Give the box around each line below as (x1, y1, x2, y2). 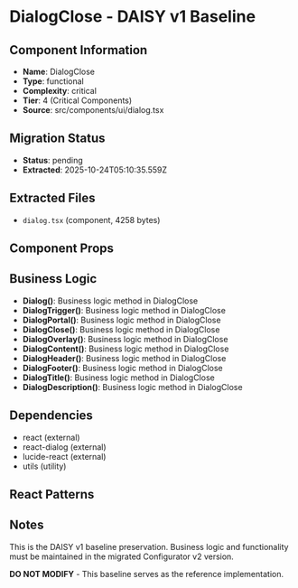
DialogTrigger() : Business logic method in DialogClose (22, 304, 226, 315)
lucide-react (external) (22, 451, 107, 462)
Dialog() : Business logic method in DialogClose (22, 295, 199, 306)
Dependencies (9, 408, 93, 424)
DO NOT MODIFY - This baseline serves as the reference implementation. (9, 568, 284, 579)
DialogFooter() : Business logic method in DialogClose (22, 362, 223, 373)
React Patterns (9, 487, 95, 502)
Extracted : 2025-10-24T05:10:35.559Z (22, 164, 168, 175)
